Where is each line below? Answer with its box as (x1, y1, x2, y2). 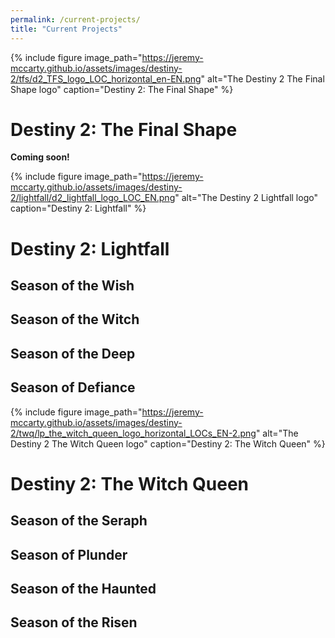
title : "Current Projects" (10, 24, 123, 34)
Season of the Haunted (10, 580, 157, 597)
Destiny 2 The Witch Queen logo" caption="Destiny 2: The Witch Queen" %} (10, 437, 326, 450)
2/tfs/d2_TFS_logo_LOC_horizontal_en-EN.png (10, 72, 202, 85)
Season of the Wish (10, 277, 135, 295)
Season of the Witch (10, 311, 140, 328)
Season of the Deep (10, 345, 136, 362)
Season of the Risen (10, 614, 138, 631)
